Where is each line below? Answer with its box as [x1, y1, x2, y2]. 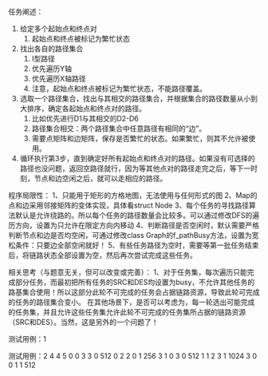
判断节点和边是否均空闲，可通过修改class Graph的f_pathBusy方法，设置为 [8, 231, 253, 239]
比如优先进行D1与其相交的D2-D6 [31, 114, 140, 123]
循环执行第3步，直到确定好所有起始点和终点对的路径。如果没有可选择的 [19, 154, 255, 163]
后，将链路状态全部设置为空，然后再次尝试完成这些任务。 [8, 251, 197, 259]
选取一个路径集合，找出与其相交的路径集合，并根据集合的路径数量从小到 [19, 94, 258, 103]
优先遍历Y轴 [31, 64, 73, 73]
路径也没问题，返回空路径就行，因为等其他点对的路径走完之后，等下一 [19, 164, 251, 173]
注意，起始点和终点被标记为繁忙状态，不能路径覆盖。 [31, 84, 207, 93]
